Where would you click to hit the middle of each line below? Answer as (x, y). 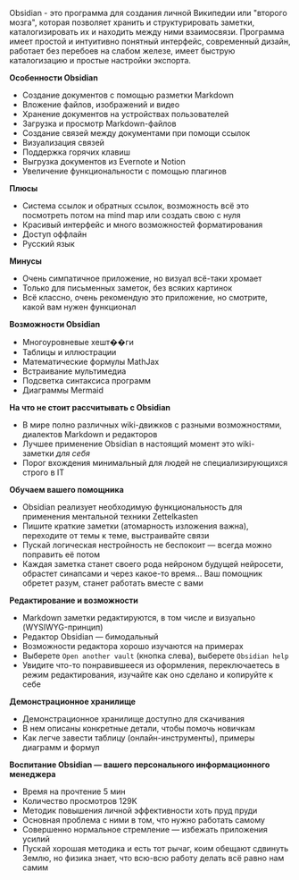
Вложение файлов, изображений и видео (101, 105)
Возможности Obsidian (55, 324)
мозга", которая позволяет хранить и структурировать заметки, (132, 22)
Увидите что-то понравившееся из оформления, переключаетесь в (151, 665)
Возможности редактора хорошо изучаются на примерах (133, 646)
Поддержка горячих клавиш (76, 152)
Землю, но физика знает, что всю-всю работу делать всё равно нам (153, 858)
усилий (36, 839)
